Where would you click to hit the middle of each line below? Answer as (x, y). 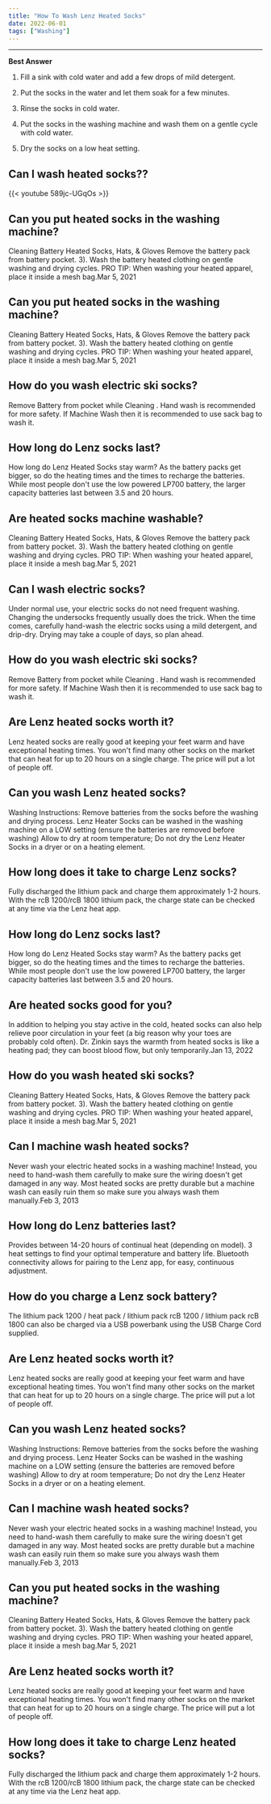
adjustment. (28, 1271)
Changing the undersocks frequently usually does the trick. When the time (132, 618)
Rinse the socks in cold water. (69, 108)
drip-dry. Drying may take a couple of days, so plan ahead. (106, 635)
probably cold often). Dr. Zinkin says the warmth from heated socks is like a (134, 1042)
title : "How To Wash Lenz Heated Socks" (77, 16)
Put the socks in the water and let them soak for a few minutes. (125, 93)
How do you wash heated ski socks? (102, 1076)
